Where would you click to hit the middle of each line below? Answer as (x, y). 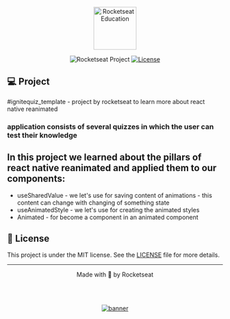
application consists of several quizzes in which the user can (111, 127)
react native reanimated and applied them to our (112, 168)
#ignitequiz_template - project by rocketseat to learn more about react (106, 101)
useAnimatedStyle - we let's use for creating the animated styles (108, 209)
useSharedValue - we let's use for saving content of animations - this (114, 195)
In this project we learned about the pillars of (104, 157)
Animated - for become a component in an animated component (107, 217)
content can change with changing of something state (93, 203)
